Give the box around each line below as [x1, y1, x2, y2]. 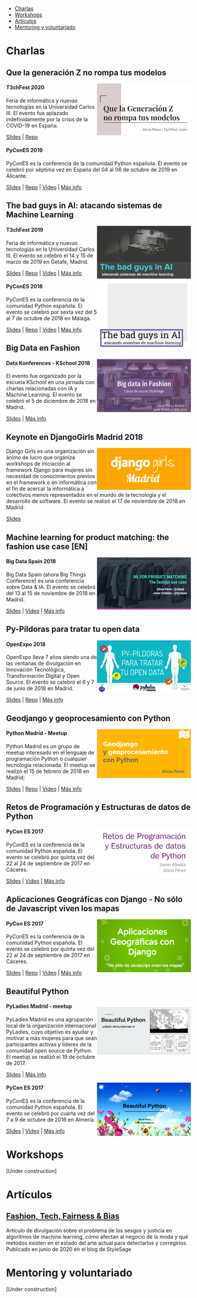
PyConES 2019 [6, 147, 43, 154]
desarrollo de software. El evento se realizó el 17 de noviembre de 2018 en [6, 497, 186, 505]
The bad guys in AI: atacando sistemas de [6, 201, 162, 211]
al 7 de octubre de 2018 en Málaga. [6, 314, 91, 322]
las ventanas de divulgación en [6, 660, 81, 667]
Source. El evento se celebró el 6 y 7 [6, 678, 95, 686]
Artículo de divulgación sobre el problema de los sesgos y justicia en [6, 1227, 172, 1234]
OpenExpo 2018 [6, 640, 46, 648]
